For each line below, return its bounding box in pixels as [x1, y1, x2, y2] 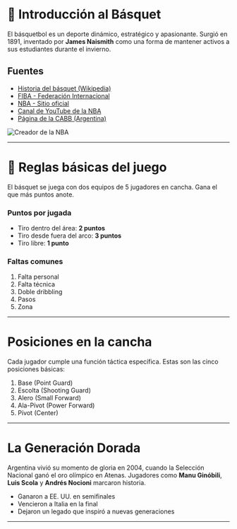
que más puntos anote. [7, 190, 74, 199]
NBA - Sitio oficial [17, 99, 69, 107]
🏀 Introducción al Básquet [7, 6, 162, 23]
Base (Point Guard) [17, 378, 73, 388]
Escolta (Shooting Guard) [17, 386, 92, 395]
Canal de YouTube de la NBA [17, 106, 102, 115]
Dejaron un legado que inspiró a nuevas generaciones [17, 507, 175, 516]
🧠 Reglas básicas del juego [7, 159, 167, 175]
